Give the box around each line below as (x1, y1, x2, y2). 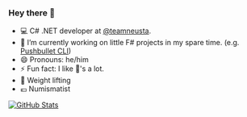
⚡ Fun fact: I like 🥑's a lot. (19, 64, 105, 73)
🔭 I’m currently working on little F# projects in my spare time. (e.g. (19, 38, 240, 48)
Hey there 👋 (8, 7, 55, 19)
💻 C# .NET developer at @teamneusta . (19, 26, 152, 36)
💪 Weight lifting (19, 76, 71, 86)
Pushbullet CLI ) (19, 46, 72, 56)
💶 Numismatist (19, 84, 71, 94)
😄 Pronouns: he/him (19, 55, 89, 65)
